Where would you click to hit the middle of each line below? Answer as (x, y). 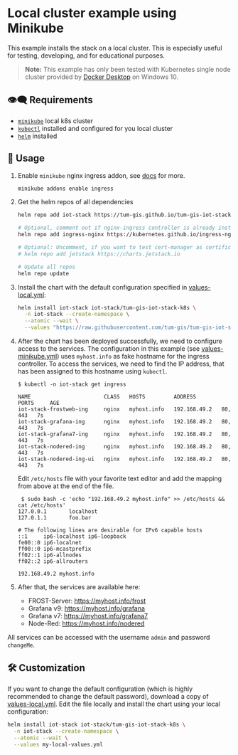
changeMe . (21, 645)
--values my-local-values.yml (58, 744)
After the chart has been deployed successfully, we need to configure (120, 341)
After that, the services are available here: (79, 587)
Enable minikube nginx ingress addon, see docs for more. (101, 175)
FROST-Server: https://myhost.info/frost (87, 601)
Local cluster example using (92, 13)
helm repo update (43, 273)
